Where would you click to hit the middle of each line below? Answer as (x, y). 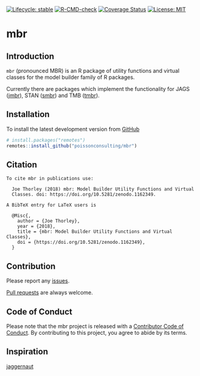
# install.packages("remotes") (46, 140)
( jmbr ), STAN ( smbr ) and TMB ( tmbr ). (53, 95)
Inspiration (27, 352)
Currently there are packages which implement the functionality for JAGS (98, 89)
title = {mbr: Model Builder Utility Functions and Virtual (95, 232)
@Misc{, (22, 216)
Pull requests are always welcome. (50, 293)
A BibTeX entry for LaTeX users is (51, 205)
